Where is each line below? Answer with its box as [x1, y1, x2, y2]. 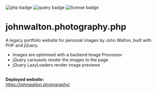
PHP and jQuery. [5, 42, 39, 48]
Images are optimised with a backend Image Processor [12, 52, 123, 57]
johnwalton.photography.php [5, 22, 126, 32]
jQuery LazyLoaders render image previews [12, 62, 100, 67]
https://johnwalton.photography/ [5, 81, 70, 87]
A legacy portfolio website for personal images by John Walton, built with [5, 37, 152, 43]
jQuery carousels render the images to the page [12, 57, 109, 63]
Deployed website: [5, 76, 44, 82]
